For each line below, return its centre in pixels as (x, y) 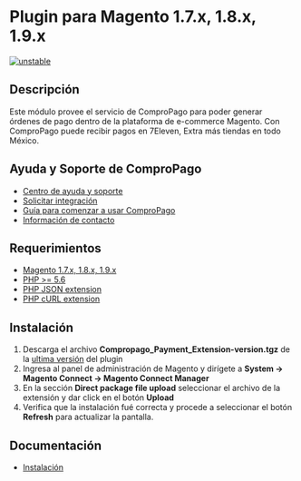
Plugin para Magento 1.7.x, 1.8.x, (133, 17)
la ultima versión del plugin (73, 359)
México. (24, 140)
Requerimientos (55, 248)
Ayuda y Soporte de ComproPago (106, 169)
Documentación (56, 445)
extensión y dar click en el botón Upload (98, 398)
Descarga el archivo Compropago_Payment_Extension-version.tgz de (156, 349)
